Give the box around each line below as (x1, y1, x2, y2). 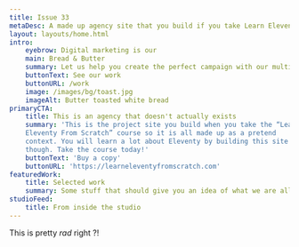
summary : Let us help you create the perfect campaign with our (25, 63, 269, 72)
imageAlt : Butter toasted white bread (25, 95, 169, 105)
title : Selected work (25, 179, 105, 187)
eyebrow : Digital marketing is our (25, 46, 158, 55)
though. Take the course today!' (25, 145, 149, 154)
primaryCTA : (9, 104, 53, 113)
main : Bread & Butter (25, 54, 105, 63)
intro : (9, 37, 34, 47)
